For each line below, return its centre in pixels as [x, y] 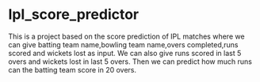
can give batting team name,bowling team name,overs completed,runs [124, 44]
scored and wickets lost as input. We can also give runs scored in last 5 [125, 53]
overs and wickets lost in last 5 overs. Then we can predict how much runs [130, 61]
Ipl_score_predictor [74, 15]
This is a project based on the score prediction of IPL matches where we [126, 36]
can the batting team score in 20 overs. [73, 69]
